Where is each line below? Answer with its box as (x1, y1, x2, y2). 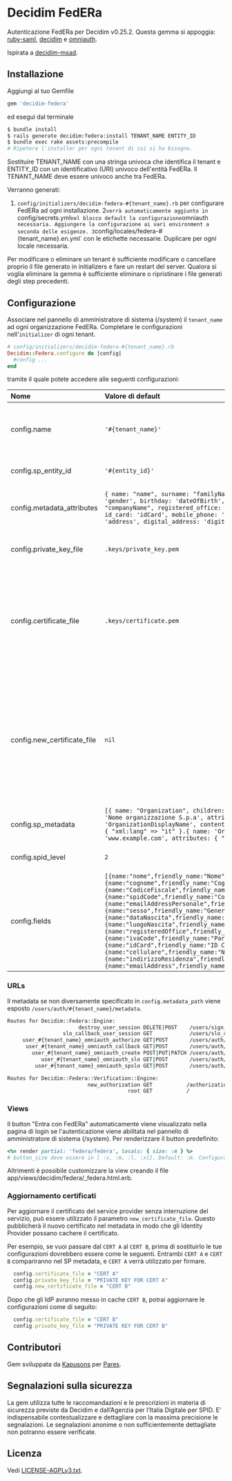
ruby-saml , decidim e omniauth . (7, 35, 98, 43)
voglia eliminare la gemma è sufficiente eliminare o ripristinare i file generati (7, 270, 222, 278)
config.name (10, 424, 52, 434)
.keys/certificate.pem (104, 617, 180, 625)
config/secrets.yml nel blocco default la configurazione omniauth (17, 214, 209, 222)
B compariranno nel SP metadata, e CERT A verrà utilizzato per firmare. (7, 1257, 206, 1265)
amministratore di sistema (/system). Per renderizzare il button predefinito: (7, 1134, 220, 1143)
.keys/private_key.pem (104, 545, 180, 553)
